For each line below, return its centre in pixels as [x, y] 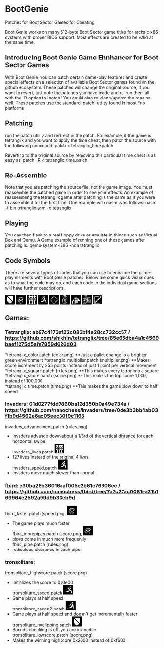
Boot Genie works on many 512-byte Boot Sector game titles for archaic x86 [82, 32]
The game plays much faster [41, 523]
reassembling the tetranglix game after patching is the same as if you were [80, 197]
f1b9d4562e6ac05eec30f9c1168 [45, 416]
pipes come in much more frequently [49, 539]
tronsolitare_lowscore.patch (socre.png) [52, 635]
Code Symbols [28, 261]
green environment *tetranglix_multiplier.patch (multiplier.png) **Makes [78, 360]
